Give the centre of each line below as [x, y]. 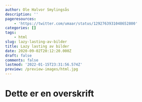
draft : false [18, 55]
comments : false [22, 60]
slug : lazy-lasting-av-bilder [36, 42]
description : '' [22, 14]
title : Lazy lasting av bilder [37, 46]
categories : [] [21, 28]
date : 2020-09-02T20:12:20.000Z [38, 51]
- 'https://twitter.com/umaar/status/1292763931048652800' [76, 23]
